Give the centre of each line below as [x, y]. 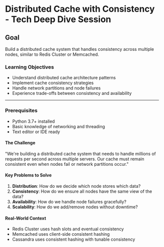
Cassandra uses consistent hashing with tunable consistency [73, 239]
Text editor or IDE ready [36, 132]
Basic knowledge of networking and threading [59, 126]
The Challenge [20, 143]
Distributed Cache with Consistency [80, 9]
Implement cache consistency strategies [53, 83]
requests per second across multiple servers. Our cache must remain [75, 159]
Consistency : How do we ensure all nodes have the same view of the [82, 191]
